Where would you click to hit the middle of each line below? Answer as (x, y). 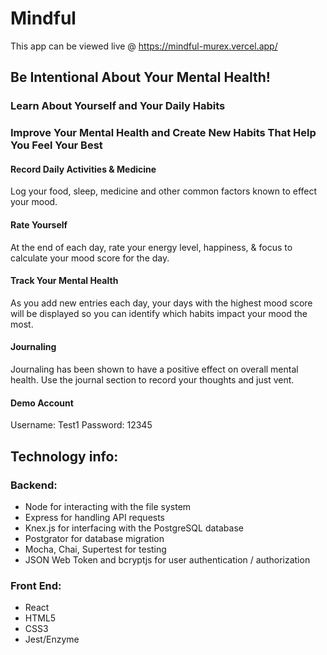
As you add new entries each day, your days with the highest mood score (161, 303)
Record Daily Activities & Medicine (83, 169)
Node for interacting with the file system (108, 506)
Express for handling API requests (95, 517)
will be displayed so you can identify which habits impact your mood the (159, 313)
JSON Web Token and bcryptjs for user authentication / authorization (167, 559)
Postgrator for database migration (94, 538)
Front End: (36, 585)
